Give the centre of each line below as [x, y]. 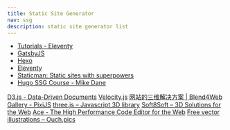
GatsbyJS [31, 53]
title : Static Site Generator [51, 13]
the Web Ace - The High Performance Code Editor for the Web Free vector [114, 112]
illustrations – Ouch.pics [42, 120]
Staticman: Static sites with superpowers [76, 75]
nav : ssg [20, 20]
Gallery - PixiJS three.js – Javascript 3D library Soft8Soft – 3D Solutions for [114, 105]
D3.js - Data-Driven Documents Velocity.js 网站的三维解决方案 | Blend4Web [115, 97]
